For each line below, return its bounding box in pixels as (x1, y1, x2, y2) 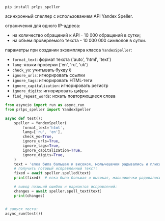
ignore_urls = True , (23, 139, 60, 144)
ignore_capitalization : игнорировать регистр (12, 83, 109, 88)
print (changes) (14, 193, 45, 198)
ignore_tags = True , (23, 143, 60, 148)
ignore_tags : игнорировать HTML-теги (12, 78, 93, 83)
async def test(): (5, 116, 43, 121)
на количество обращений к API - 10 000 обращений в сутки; (12, 32, 141, 38)
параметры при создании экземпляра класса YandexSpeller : (5, 47, 132, 53)
